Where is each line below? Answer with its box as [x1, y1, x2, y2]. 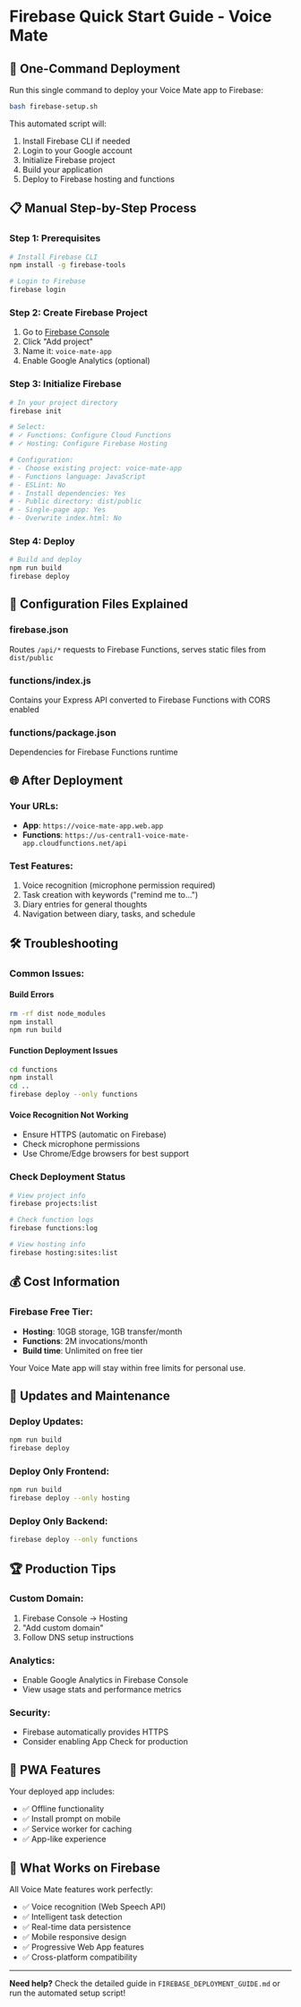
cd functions [9, 1064, 58, 1074]
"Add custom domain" [21, 1622, 104, 1632]
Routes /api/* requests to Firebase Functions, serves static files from [9, 643, 266, 655]
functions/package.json [9, 726, 116, 738]
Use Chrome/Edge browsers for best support [21, 1149, 190, 1159]
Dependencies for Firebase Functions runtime [9, 746, 178, 758]
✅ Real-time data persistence [21, 1922, 132, 1933]
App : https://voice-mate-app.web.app [21, 820, 164, 831]
